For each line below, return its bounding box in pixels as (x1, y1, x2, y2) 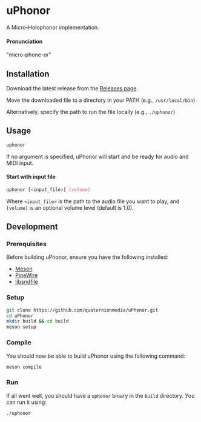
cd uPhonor (6, 313, 34, 319)
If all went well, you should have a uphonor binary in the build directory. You (6, 392, 195, 399)
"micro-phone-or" (6, 51, 51, 58)
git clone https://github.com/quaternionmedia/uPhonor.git (6, 307, 159, 313)
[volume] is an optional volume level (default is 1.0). (6, 204, 134, 211)
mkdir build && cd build (6, 318, 69, 324)
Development (6, 222, 59, 232)
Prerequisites (6, 240, 47, 249)
